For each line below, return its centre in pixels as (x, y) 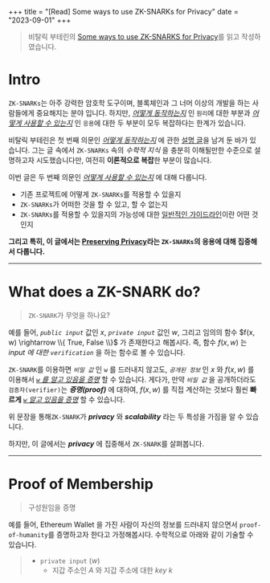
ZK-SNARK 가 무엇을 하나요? (69, 315)
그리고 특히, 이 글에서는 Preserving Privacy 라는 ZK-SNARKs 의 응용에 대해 (123, 241)
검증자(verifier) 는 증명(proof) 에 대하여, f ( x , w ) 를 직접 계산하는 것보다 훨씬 (129, 389)
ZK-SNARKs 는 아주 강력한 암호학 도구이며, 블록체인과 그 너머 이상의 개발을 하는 (129, 103)
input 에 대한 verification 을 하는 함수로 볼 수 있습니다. (97, 352)
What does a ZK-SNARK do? (104, 292)
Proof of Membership (81, 484)
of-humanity (28, 535)
